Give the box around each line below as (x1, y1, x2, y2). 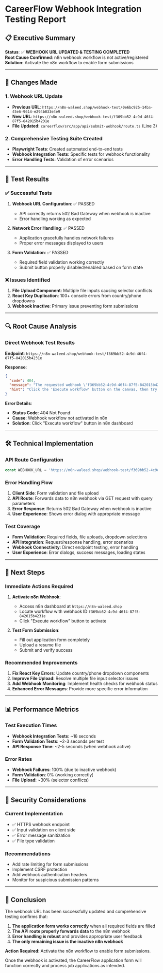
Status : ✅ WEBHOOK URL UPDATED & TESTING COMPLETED (5, 49, 130, 55)
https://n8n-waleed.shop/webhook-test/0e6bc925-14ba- (42, 105, 153, 110)
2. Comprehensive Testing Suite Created (5, 135, 103, 142)
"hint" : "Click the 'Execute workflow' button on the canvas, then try (9, 387, 158, 392)
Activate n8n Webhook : (12, 594, 61, 600)
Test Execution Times (5, 722, 57, 729)
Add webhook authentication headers (12, 872, 87, 878)
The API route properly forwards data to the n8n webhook (12, 928, 130, 934)
